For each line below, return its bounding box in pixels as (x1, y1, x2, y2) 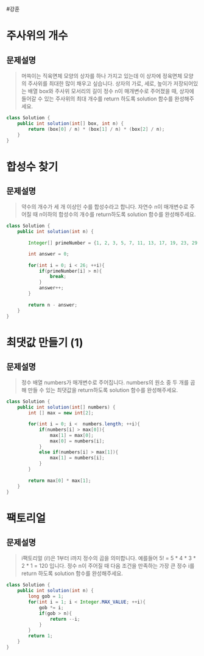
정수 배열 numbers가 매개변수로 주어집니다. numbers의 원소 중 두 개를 (21, 379, 189, 386)
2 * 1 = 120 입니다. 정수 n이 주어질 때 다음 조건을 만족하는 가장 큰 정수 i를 (21, 562, 195, 570)
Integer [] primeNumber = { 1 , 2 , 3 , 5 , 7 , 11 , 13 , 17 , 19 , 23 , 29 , (28, 240, 200, 246)
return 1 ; (28, 633, 53, 639)
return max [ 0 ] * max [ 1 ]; (28, 477, 91, 484)
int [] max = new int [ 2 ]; (28, 410, 94, 416)
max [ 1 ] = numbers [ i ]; (49, 455, 105, 461)
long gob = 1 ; (28, 593, 64, 599)
